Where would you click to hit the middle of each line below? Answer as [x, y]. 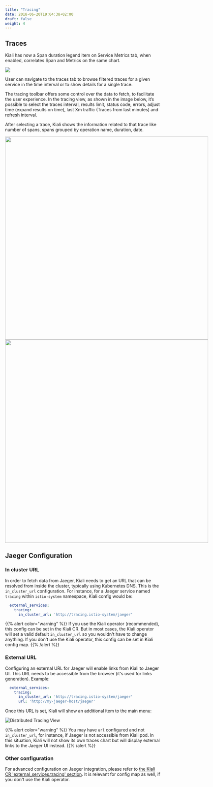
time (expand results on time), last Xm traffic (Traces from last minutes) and [82, 110]
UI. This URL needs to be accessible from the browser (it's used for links [78, 673]
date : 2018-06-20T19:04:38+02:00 [39, 14]
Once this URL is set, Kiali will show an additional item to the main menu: [78, 711]
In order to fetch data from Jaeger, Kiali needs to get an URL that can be [78, 580]
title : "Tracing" [23, 10]
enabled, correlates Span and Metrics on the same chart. [63, 61]
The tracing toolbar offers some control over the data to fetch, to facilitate [80, 94]
